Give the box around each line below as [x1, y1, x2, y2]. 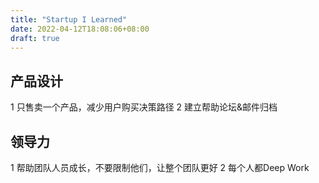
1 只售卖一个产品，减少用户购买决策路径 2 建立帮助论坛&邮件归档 [10, 101, 278, 113]
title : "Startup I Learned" [10, 14, 128, 25]
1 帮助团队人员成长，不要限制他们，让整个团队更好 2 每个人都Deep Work [10, 162, 310, 173]
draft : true [10, 33, 60, 43]
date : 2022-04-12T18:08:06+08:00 [10, 24, 150, 34]
